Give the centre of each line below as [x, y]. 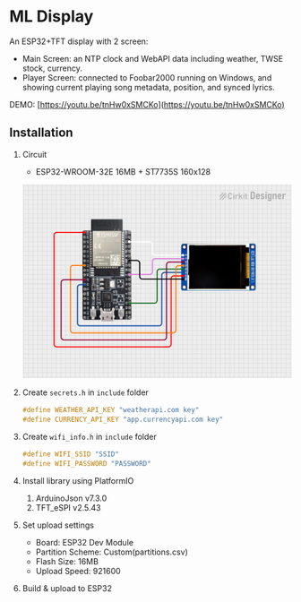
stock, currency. [52, 68]
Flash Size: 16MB [67, 561]
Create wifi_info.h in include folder [89, 437]
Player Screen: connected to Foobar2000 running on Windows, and [147, 77]
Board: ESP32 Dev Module [85, 542]
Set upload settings [58, 525]
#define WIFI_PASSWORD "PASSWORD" [86, 463]
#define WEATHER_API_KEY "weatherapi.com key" [111, 410]
